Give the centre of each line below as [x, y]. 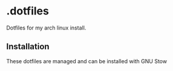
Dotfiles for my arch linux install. [46, 28]
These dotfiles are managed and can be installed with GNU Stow [87, 61]
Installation [28, 47]
